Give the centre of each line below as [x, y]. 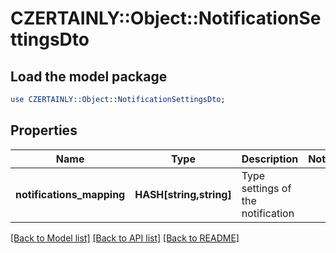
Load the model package [89, 76]
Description [270, 159]
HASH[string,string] [183, 194]
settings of [266, 188]
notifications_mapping [70, 194]
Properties [44, 130]
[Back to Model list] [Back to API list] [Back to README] [125, 238]
